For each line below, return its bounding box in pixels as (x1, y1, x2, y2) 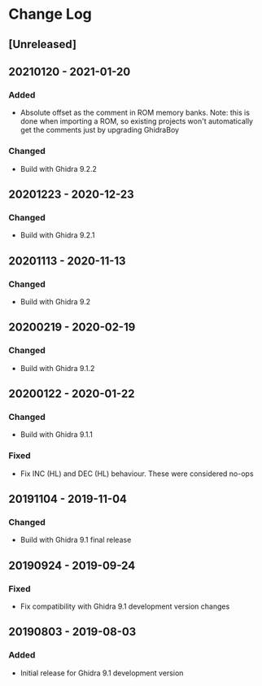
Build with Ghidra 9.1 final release (20, 535, 132, 545)
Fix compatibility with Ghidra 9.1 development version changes (20, 601, 230, 611)
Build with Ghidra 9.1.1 (20, 430, 94, 439)
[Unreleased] (8, 37, 77, 51)
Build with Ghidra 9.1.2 (20, 363, 95, 373)
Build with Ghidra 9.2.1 (20, 230, 95, 240)
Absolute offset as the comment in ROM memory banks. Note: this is (20, 107, 251, 118)
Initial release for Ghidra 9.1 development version (20, 668, 184, 678)
